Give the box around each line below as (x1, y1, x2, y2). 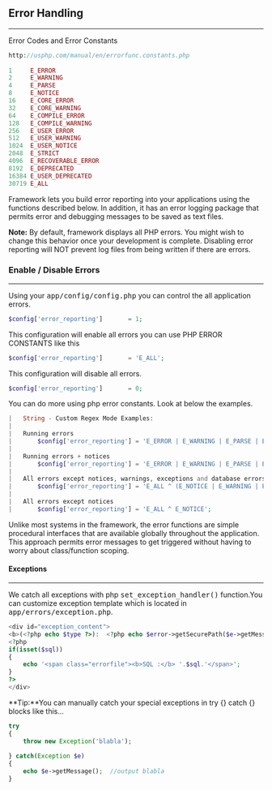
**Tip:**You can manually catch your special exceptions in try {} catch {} (8, 698, 256, 707)
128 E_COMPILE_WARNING (8, 119, 92, 127)
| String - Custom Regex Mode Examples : (8, 414, 154, 423)
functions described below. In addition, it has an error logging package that (8, 203, 259, 213)
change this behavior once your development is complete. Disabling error (8, 235, 253, 246)
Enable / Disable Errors (8, 264, 100, 276)
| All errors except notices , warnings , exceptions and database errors (8, 474, 266, 483)
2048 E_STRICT (8, 149, 60, 157)
